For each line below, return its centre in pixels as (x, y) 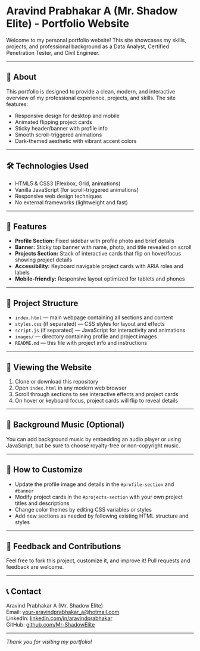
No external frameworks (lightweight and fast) (71, 202)
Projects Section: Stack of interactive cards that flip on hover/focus (98, 254)
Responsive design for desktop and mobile (67, 116)
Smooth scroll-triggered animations (58, 135)
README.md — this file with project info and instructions (81, 343)
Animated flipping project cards (53, 122)
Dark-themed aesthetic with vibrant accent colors (76, 141)
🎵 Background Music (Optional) (65, 425)
